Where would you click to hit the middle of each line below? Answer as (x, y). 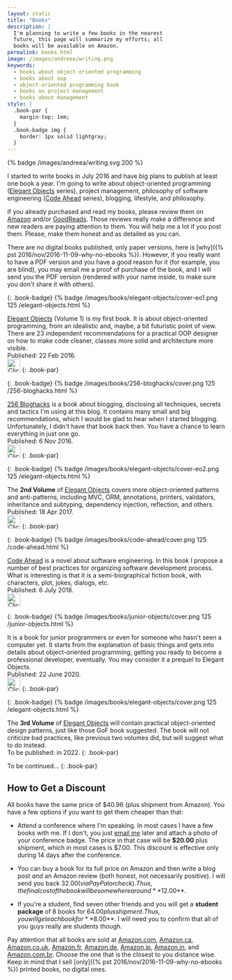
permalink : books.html (40, 53)
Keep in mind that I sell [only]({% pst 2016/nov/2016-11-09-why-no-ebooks (115, 962)
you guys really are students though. (70, 926)
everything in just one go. (44, 434)
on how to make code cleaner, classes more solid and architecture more (110, 341)
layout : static (29, 14)
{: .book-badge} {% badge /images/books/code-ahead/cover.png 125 (107, 540)
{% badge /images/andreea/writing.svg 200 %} (75, 163)
